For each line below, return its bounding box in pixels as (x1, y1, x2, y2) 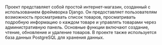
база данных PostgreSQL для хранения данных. (5, 34, 104, 40)
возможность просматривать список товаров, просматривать (5, 14, 136, 20)
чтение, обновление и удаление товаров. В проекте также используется (5, 30, 157, 35)
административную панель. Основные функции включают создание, (5, 24, 149, 30)
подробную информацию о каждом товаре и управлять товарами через (5, 19, 157, 25)
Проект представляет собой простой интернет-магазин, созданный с (5, 4, 151, 10)
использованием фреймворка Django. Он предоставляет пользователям (5, 9, 157, 15)
